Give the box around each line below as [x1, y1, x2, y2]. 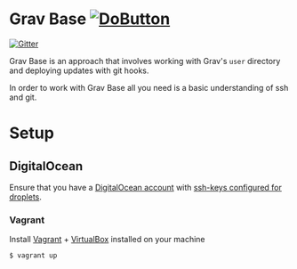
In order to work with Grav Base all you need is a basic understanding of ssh [9, 82, 289, 93]
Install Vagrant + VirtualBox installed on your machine [9, 234, 205, 245]
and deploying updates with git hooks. [9, 65, 149, 76]
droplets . [9, 192, 43, 202]
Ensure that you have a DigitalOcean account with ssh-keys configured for [9, 182, 282, 192]
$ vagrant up [9, 251, 58, 260]
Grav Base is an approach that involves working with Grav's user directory [9, 55, 281, 66]
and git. [9, 92, 37, 102]
